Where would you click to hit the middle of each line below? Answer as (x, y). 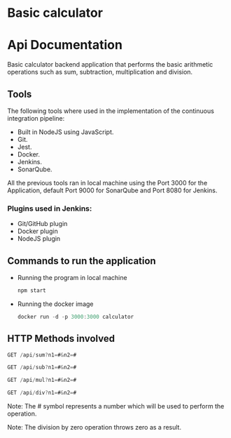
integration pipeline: (36, 118)
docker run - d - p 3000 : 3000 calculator (76, 317)
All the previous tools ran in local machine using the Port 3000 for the (107, 182)
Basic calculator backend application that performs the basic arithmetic (110, 65)
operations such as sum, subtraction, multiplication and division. (100, 72)
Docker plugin (37, 231)
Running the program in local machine (72, 278)
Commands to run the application (82, 261)
